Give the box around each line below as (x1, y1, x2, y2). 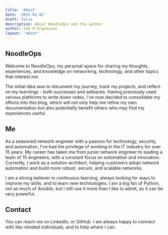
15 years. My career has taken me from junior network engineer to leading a (5, 149, 163, 155)
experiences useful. (5, 110, 46, 116)
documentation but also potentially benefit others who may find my (5, 104, 145, 111)
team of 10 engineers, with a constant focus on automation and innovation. (5, 154, 160, 160)
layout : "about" (5, 31, 39, 36)
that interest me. (5, 74, 39, 80)
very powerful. (5, 191, 36, 197)
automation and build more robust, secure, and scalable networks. (5, 165, 143, 171)
